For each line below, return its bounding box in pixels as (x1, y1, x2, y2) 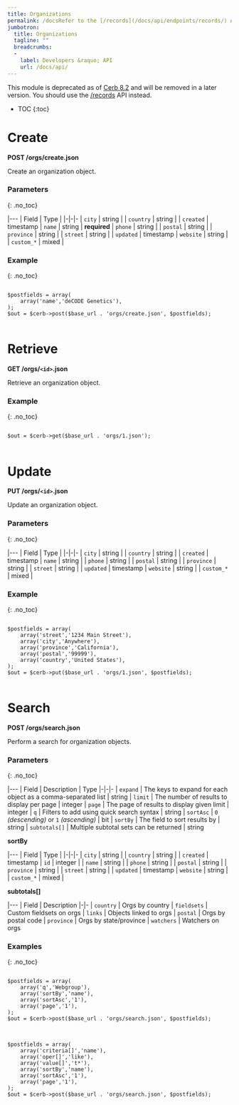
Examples (7, 942, 43, 952)
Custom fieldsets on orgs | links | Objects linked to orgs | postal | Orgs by (7, 909, 225, 917)
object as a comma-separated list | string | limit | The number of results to (7, 793, 228, 801)
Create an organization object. (7, 167, 96, 175)
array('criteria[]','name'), (20, 1047, 107, 1054)
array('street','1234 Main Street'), (20, 631, 132, 638)
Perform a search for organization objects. (7, 737, 132, 745)
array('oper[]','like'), (20, 1054, 94, 1061)
